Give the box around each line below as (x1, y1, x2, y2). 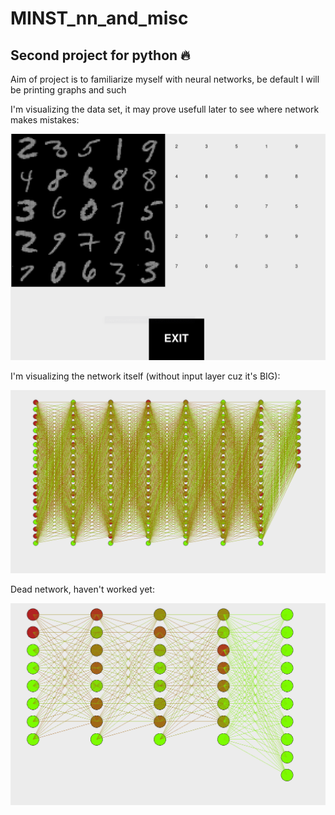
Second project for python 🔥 (10, 47, 191, 64)
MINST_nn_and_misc (10, 7, 189, 30)
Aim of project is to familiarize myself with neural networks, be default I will (10, 73, 320, 85)
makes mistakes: (10, 114, 80, 126)
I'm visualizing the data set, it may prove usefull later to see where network (10, 103, 320, 115)
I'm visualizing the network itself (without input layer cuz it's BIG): (10, 370, 281, 382)
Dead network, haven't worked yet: (10, 583, 155, 595)
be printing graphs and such (10, 84, 127, 96)
